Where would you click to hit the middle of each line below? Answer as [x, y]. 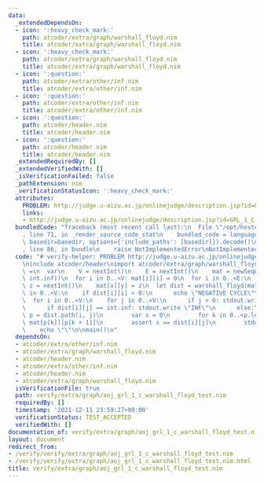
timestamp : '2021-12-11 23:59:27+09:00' [82, 410]
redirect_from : [33, 446]
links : [33, 213]
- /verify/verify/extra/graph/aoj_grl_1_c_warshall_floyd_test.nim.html [130, 461]
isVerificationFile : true [58, 388]
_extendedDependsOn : [49, 23]
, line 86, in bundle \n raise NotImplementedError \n [116, 249]
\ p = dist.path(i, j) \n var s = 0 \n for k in [124, 315]
